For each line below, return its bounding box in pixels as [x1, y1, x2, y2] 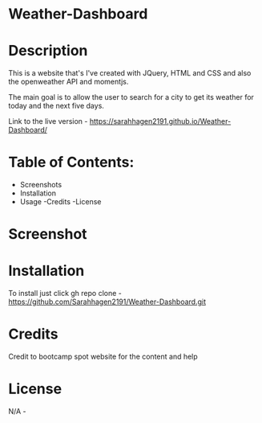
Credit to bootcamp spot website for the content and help [8, 351, 198, 362]
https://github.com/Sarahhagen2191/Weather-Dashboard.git [8, 297, 207, 306]
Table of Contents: [8, 154, 135, 171]
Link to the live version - [8, 117, 88, 126]
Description [8, 42, 88, 60]
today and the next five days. [8, 101, 104, 111]
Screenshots [19, 180, 62, 190]
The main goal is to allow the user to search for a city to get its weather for [8, 92, 255, 102]
